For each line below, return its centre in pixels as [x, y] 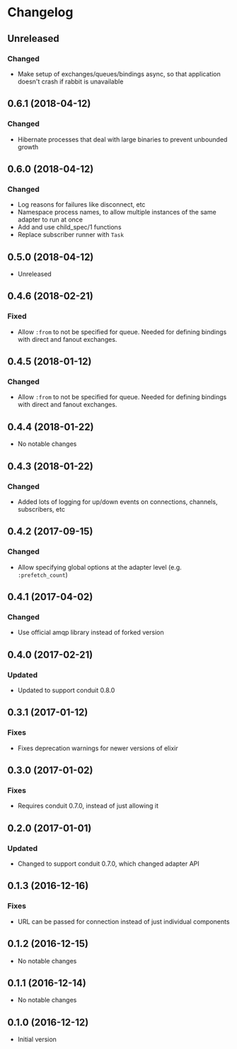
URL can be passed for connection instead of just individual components [123, 922]
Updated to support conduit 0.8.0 [66, 690]
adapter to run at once [50, 219]
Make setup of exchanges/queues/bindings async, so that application [119, 74]
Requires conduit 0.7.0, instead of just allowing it [88, 806]
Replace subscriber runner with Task [70, 235]
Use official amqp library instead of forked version [91, 632]
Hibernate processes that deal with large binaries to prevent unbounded [122, 139]
